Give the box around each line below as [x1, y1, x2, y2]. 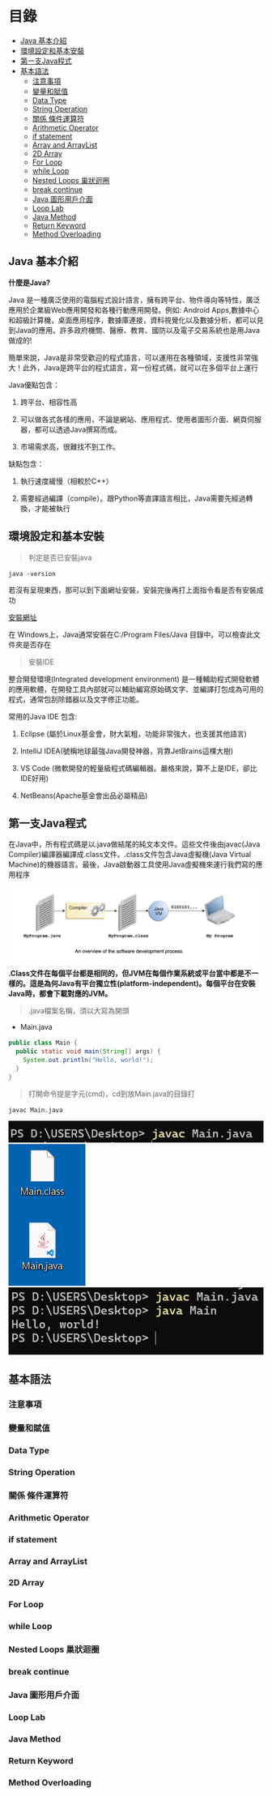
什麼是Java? [8, 277, 51, 288]
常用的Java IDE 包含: [8, 711, 78, 721]
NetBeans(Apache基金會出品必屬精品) [19, 791, 148, 800]
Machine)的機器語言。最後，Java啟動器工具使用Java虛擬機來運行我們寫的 [8, 860, 257, 869]
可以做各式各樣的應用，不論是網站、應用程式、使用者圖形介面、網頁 [19, 414, 248, 424]
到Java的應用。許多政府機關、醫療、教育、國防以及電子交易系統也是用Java [8, 325, 261, 335]
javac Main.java [8, 1106, 63, 1114]
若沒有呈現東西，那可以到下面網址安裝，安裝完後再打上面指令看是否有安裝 [8, 585, 257, 595]
